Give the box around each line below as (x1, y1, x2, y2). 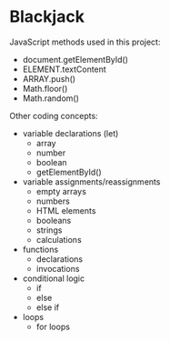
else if (35, 302, 60, 313)
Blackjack (9, 6, 85, 27)
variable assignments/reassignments (22, 176, 161, 187)
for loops (35, 321, 71, 332)
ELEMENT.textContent (22, 64, 106, 75)
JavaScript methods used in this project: (9, 36, 161, 47)
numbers (35, 196, 70, 206)
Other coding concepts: (9, 110, 98, 121)
